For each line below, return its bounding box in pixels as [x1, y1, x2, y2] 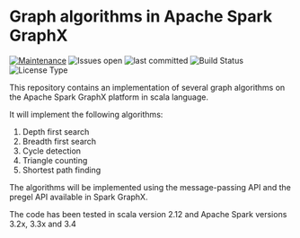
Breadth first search [22, 136, 97, 146]
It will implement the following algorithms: [9, 109, 163, 119]
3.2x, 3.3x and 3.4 [9, 218, 76, 229]
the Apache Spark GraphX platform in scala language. [9, 92, 209, 102]
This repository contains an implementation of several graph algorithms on [9, 82, 286, 93]
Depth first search [22, 126, 90, 137]
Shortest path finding [22, 164, 101, 175]
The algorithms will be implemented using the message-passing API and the [9, 181, 292, 192]
